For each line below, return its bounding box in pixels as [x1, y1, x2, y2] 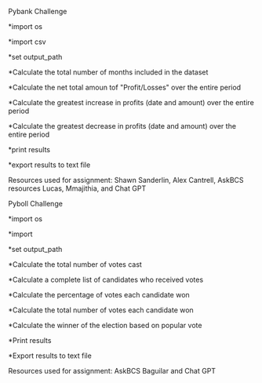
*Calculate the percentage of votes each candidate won [8, 290, 190, 299]
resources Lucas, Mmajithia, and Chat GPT [8, 184, 147, 193]
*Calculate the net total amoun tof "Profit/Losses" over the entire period [8, 82, 242, 92]
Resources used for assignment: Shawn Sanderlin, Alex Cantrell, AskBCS [8, 176, 245, 184]
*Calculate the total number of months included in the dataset [8, 67, 209, 77]
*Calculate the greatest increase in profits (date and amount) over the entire [8, 98, 255, 107]
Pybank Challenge [8, 7, 67, 16]
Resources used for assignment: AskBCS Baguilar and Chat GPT [8, 367, 217, 375]
